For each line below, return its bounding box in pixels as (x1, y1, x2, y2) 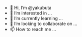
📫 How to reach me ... (9, 26, 56, 32)
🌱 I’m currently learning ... (9, 15, 63, 21)
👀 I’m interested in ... (9, 10, 52, 16)
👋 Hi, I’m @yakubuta (9, 5, 52, 10)
